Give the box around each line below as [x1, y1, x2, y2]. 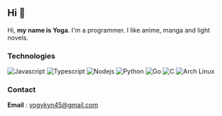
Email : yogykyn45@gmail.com [7, 100, 99, 110]
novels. [7, 33, 28, 42]
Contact [7, 85, 36, 95]
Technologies [7, 51, 55, 61]
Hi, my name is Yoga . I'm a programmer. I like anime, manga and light [7, 25, 211, 34]
